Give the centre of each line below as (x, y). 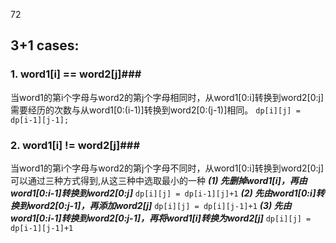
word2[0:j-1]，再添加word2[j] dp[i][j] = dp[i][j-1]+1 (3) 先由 (159, 205)
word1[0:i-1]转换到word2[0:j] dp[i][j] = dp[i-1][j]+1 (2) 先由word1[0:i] (163, 193)
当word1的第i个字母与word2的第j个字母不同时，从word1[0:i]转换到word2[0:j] (167, 168)
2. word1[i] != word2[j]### (75, 145)
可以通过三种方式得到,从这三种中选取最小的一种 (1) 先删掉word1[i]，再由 (159, 180)
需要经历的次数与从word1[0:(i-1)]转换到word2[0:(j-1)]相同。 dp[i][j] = (155, 110)
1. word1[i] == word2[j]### (76, 74)
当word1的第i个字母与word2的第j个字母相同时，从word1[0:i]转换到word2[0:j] (167, 97)
